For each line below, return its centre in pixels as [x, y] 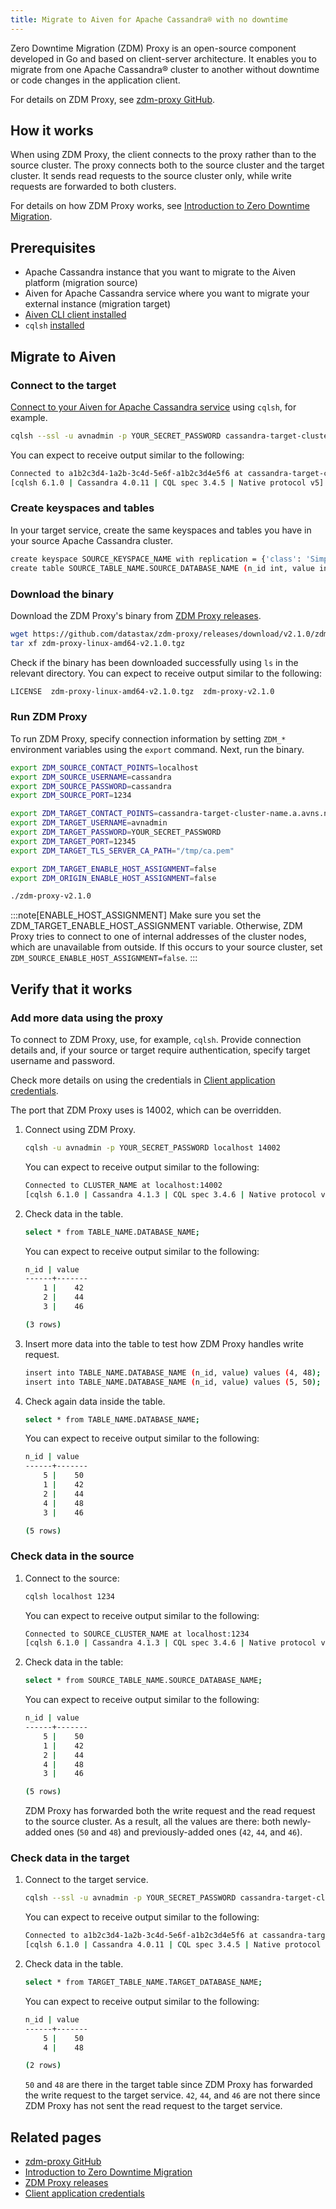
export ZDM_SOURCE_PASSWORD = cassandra [91, 786]
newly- [297, 1822]
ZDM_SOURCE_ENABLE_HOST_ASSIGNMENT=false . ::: [104, 958]
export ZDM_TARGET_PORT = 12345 [73, 841]
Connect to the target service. [86, 1880]
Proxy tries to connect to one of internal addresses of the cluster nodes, [158, 937]
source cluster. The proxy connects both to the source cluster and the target [167, 165]
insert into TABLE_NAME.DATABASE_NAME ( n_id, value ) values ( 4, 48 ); [173, 1372]
